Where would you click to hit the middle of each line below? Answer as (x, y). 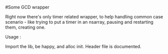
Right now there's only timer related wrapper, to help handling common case (84, 17)
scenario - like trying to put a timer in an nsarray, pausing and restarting (79, 22)
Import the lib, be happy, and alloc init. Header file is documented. (73, 46)
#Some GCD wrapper (27, 7)
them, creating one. (26, 27)
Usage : (13, 37)
